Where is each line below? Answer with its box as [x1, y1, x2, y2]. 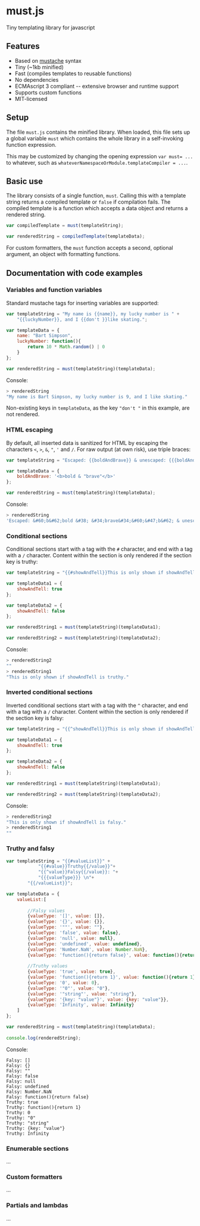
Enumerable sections [6, 1144, 69, 1153]
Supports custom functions [14, 88, 82, 96]
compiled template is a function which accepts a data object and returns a [6, 205, 188, 212]
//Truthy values [27, 963, 68, 969]
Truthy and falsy [6, 844, 55, 853]
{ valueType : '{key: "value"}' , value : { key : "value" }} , [27, 996, 169, 1003]
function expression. [6, 141, 57, 148]
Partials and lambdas [6, 1202, 68, 1210]
